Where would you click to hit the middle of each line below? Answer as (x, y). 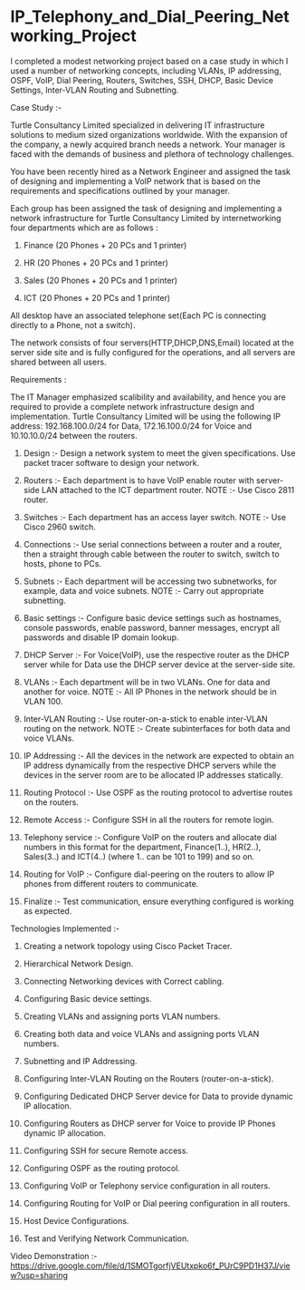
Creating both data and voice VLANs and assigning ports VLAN (141, 1033)
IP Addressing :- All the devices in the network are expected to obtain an (159, 755)
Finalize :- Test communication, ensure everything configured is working (158, 901)
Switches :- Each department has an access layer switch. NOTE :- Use (155, 517)
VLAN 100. (43, 701)
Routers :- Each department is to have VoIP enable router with (138, 480)
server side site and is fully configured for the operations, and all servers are (153, 352)
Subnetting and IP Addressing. (80, 1061)
